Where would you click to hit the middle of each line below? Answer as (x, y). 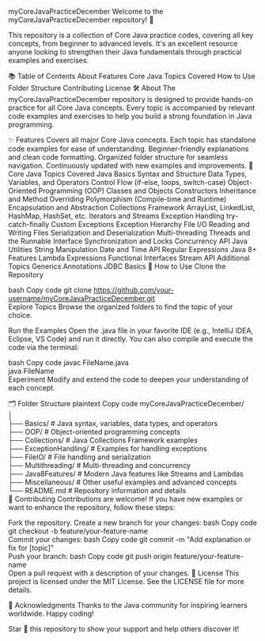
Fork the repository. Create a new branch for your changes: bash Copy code (132, 522)
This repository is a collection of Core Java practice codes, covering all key (131, 35)
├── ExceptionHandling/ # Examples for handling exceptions (108, 449)
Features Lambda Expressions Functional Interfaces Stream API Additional (129, 258)
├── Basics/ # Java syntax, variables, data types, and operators (113, 423)
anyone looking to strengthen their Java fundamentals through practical (125, 52)
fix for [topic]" (31, 548)
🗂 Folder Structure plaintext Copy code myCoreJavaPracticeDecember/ (126, 403)
